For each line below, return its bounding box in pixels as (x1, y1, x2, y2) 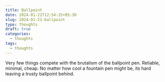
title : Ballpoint (5, 7, 43, 13)
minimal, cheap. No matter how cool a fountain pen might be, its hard (5, 65, 151, 71)
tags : (5, 41, 17, 46)
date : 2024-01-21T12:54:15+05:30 (5, 12, 77, 17)
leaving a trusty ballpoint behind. (5, 70, 75, 77)
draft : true (5, 27, 31, 32)
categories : (5, 31, 31, 36)
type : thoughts (5, 22, 38, 27)
